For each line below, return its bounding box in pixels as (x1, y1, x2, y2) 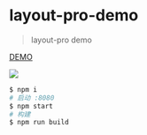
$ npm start (9, 101, 53, 110)
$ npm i (9, 85, 38, 94)
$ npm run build (9, 118, 69, 127)
